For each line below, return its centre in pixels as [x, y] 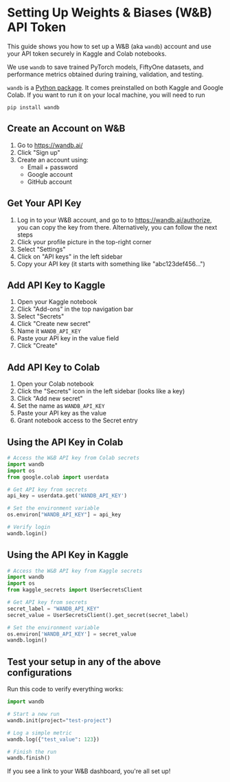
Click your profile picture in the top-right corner [84, 241]
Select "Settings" [41, 249]
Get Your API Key [44, 203]
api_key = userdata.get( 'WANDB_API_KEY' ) [67, 496]
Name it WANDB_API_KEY [49, 331]
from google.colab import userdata [58, 477]
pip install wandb [33, 107]
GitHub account [49, 182]
